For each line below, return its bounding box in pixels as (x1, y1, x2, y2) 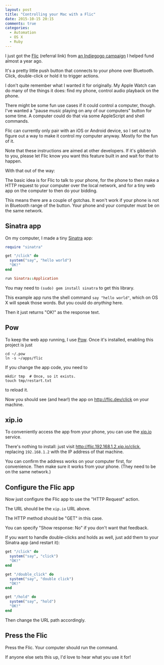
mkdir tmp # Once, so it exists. (5, 374, 76, 379)
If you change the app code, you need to (5, 364, 88, 370)
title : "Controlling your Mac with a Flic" (5, 12, 96, 17)
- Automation (9, 30, 36, 35)
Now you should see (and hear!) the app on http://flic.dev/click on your (5, 396, 149, 402)
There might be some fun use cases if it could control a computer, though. (5, 102, 156, 108)
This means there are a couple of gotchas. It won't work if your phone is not (5, 197, 159, 203)
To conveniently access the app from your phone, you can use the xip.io (5, 429, 152, 435)
